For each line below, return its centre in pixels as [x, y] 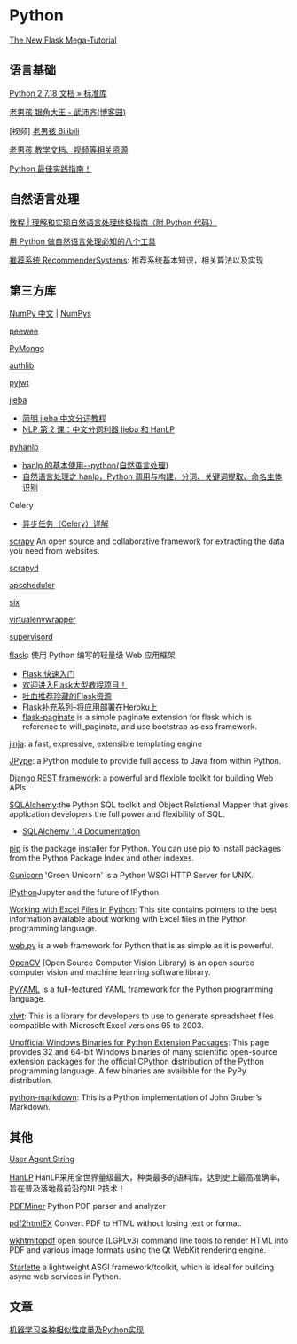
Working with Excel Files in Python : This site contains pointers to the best [143, 909]
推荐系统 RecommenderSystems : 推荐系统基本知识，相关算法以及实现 [137, 260]
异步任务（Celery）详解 [65, 523]
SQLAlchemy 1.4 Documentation [81, 831]
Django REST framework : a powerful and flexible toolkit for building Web [141, 778]
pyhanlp [24, 447]
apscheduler [32, 586]
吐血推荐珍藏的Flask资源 [67, 696]
